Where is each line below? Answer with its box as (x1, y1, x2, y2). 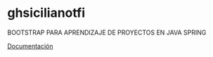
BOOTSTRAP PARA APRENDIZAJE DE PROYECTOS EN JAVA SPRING (7, 28, 207, 37)
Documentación (7, 42, 54, 50)
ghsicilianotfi (7, 5, 86, 21)
